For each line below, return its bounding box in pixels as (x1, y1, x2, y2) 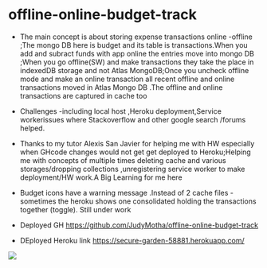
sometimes (19, 196, 57, 206)
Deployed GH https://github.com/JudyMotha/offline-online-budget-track (19, 220, 259, 230)
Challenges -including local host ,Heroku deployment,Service (19, 106, 222, 116)
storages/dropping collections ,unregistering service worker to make (19, 164, 245, 173)
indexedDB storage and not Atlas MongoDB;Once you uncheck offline (19, 65, 249, 75)
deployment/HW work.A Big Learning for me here (19, 173, 183, 182)
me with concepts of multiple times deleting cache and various (19, 155, 226, 165)
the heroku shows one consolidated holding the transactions (57, 196, 257, 206)
